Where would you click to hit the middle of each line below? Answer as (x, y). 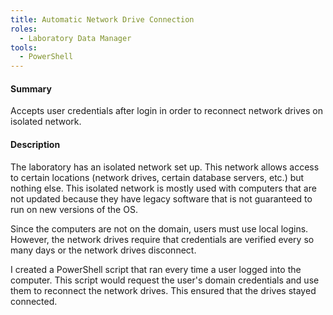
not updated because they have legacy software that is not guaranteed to (161, 198)
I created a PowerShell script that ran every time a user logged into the (156, 269)
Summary (31, 88)
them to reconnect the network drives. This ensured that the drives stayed (163, 290)
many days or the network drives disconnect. (103, 250)
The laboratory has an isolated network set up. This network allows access (165, 167)
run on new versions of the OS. (74, 209)
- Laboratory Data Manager (75, 38)
